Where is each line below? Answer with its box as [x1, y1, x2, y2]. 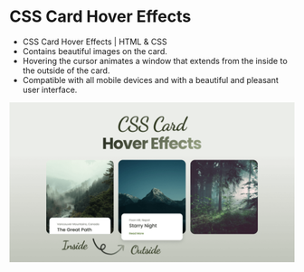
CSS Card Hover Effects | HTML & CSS [22, 36, 167, 47]
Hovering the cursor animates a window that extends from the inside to [22, 55, 288, 66]
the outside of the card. [22, 65, 110, 76]
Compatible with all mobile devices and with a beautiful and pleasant [22, 74, 279, 85]
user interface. [22, 84, 78, 95]
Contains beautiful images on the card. [22, 45, 167, 56]
